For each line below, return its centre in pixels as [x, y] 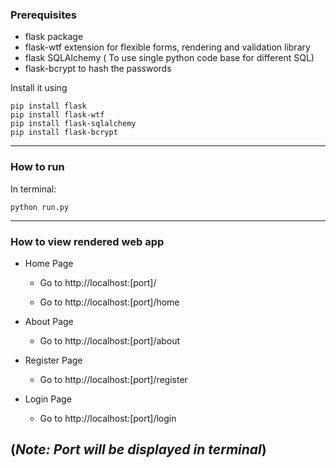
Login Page [48, 399]
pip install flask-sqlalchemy [73, 124]
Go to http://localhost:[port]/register [113, 379]
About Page [49, 321]
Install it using [39, 88]
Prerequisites [43, 15]
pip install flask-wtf [57, 115]
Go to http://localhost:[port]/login [108, 418]
